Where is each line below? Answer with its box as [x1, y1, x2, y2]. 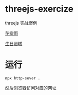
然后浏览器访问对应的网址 [5, 85, 57, 91]
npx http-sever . [5, 76, 40, 80]
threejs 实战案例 [5, 20, 38, 26]
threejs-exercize [5, 3, 74, 15]
